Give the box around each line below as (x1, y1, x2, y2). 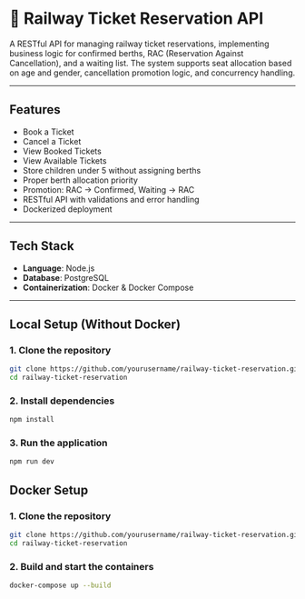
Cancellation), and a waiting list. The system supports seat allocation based (9, 57, 292, 68)
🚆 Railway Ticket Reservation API (9, 8, 264, 29)
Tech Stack (9, 238, 74, 254)
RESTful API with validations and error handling (22, 194, 200, 205)
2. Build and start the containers (9, 560, 154, 573)
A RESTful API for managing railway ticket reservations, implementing (9, 38, 270, 49)
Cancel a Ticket (22, 135, 82, 146)
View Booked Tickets (22, 145, 102, 156)
